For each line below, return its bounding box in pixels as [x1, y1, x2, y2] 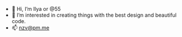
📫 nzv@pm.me [11, 24, 50, 31]
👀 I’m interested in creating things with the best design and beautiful [11, 12, 177, 18]
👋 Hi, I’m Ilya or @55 [11, 6, 61, 12]
